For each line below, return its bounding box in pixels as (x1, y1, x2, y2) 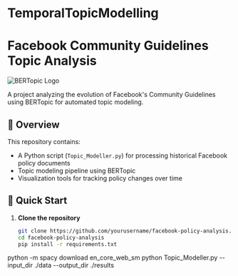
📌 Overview (7, 118, 60, 131)
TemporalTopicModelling (7, 5, 159, 21)
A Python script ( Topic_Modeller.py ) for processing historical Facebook (17, 151, 228, 160)
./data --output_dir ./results (34, 261, 115, 270)
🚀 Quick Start (7, 195, 68, 207)
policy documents (17, 158, 71, 167)
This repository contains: (7, 137, 81, 145)
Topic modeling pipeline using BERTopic (17, 166, 136, 175)
